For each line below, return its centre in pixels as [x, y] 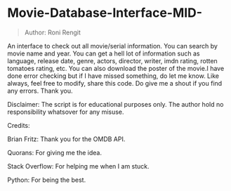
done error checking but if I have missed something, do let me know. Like [113, 76]
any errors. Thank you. [40, 91]
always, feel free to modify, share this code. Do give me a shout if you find [115, 83]
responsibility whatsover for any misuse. [66, 112]
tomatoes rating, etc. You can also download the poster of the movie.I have [116, 68]
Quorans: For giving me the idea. [54, 152]
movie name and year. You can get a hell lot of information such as [104, 53]
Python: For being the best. [47, 180]
